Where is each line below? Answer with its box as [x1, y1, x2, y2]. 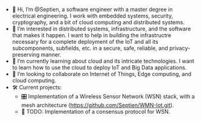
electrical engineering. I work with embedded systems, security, [12, 12, 174, 19]
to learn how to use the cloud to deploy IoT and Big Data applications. [12, 64, 187, 71]
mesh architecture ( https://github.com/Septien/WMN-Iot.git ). [21, 102, 174, 109]
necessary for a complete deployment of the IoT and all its [12, 38, 158, 45]
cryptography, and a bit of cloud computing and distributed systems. [12, 19, 185, 26]
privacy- [169, 44, 191, 52]
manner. [40, 51, 62, 58]
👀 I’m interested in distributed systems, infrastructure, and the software [12, 25, 191, 32]
